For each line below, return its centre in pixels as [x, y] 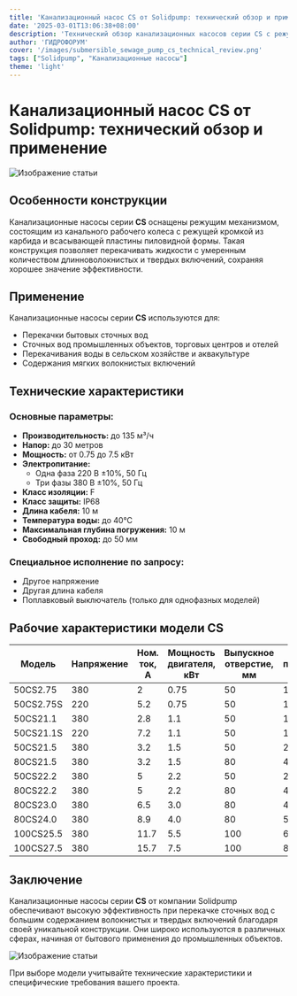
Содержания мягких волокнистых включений [109, 363]
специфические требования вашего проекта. [95, 983]
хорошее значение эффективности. [76, 269]
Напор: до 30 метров [62, 445]
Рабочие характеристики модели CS [116, 628]
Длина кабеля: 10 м [60, 511]
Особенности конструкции [88, 201]
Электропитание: [56, 464]
